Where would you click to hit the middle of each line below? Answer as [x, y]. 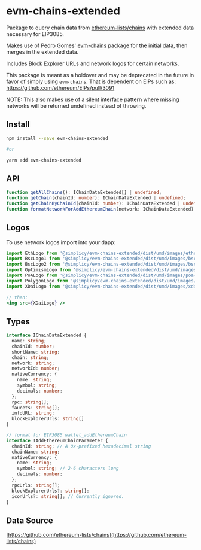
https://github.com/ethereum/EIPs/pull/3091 [60, 87]
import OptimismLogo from [38, 270]
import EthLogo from [32, 253]
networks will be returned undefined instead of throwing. [76, 105]
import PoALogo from [32, 275]
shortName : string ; [36, 352]
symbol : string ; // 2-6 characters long [68, 469]
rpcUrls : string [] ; [36, 485]
